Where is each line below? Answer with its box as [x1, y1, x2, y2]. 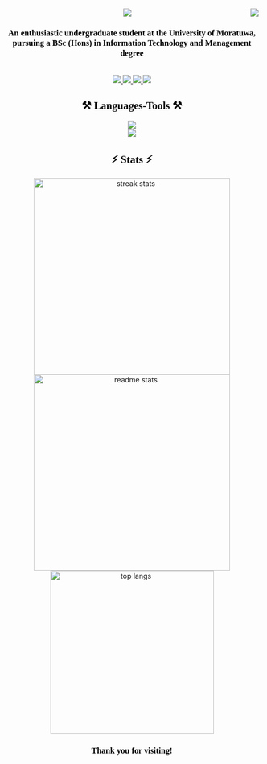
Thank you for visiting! [91, 745, 173, 756]
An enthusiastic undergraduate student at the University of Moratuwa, [7, 28, 257, 39]
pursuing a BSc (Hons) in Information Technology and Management [12, 38, 252, 48]
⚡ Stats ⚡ [110, 153, 154, 166]
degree [120, 48, 144, 59]
